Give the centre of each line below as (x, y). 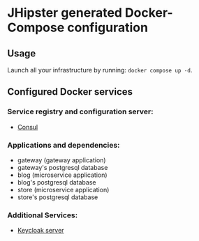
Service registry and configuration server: (80, 111)
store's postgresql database (58, 197)
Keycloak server (40, 231)
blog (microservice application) (62, 175)
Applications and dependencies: (64, 145)
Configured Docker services (70, 92)
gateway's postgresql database (62, 167)
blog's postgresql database (57, 182)
